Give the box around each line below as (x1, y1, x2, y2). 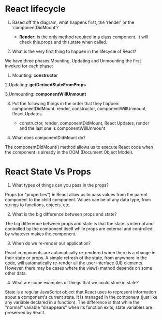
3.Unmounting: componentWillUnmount (5, 91, 86, 97)
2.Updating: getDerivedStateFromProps (5, 81, 86, 88)
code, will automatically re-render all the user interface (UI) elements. (5, 260, 144, 266)
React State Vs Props (5, 166, 91, 177)
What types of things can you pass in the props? (12, 182, 109, 188)
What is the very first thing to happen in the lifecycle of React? (12, 48, 136, 54)
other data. (5, 270, 27, 276)
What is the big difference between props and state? (12, 211, 117, 217)
